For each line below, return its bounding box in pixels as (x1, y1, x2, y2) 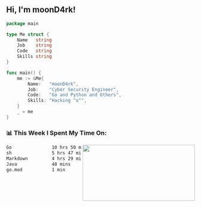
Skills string (17, 54, 52, 60)
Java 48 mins (6, 161, 71, 167)
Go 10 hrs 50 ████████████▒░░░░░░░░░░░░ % (6, 144, 188, 151)
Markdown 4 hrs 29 (6, 155, 74, 162)
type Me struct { (6, 31, 50, 38)
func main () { (6, 70, 42, 76)
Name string (17, 37, 52, 43)
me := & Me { (17, 75, 44, 81)
